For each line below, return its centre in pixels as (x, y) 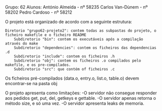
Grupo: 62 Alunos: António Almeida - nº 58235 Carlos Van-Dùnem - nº (76, 7)
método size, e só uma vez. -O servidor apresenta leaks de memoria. (75, 103)
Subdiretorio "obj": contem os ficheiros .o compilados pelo (77, 61)
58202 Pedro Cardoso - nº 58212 (39, 12)
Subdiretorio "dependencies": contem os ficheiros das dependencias (85, 48)
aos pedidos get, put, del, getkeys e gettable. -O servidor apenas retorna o (81, 98)
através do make (22, 44)
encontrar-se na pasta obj (31, 83)
